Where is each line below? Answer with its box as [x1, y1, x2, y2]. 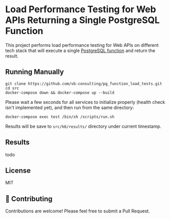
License [5, 166, 31, 175]
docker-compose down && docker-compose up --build [5, 90, 115, 95]
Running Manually [5, 68, 64, 76]
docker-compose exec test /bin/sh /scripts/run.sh [5, 114, 115, 119]
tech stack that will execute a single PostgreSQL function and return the [5, 47, 156, 53]
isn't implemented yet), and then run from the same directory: [5, 104, 134, 111]
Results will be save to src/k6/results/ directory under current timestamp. [5, 123, 161, 129]
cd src [5, 86, 19, 91]
